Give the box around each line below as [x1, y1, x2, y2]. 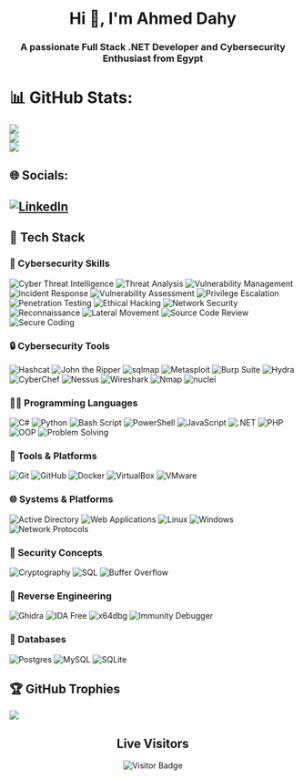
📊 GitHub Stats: [9, 87, 134, 108]
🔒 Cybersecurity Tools [9, 340, 111, 353]
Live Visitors [116, 735, 189, 751]
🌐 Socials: [9, 168, 69, 183]
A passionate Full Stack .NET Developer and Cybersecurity [19, 41, 287, 54]
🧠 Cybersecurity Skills [9, 257, 111, 270]
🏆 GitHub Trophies [9, 681, 121, 696]
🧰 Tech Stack [9, 230, 86, 245]
